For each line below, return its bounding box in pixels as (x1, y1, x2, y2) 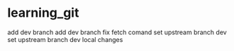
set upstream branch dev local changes (7, 35, 123, 43)
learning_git (7, 5, 79, 21)
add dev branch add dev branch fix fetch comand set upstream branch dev (7, 28, 227, 36)
